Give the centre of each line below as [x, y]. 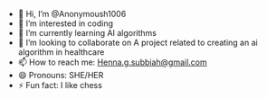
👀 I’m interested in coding [66, 23]
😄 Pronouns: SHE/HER [61, 75]
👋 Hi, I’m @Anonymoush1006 [72, 14]
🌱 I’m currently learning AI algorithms [87, 33]
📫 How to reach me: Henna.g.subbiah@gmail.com [113, 62]
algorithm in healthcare [61, 52]
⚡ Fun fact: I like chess [60, 85]
